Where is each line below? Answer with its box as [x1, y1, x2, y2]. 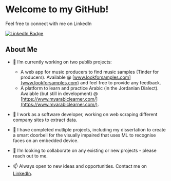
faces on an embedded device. [12, 137, 79, 144]
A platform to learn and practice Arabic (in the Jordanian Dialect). [20, 85, 159, 91]
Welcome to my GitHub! [5, 4, 109, 15]
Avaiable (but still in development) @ [20, 90, 98, 97]
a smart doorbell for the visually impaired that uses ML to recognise [12, 132, 156, 138]
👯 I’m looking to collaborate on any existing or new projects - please [12, 147, 157, 153]
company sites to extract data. [12, 117, 78, 123]
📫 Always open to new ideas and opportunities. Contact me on [12, 163, 147, 169]
